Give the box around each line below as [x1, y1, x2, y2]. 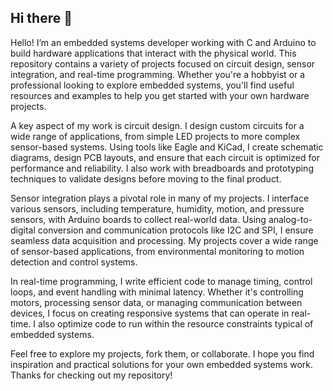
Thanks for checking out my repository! [10, 369, 173, 381]
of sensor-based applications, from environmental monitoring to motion [10, 245, 305, 257]
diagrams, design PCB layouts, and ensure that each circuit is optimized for [10, 151, 320, 163]
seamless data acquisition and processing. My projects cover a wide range [10, 234, 319, 246]
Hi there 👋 [10, 10, 73, 27]
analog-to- [268, 213, 313, 225]
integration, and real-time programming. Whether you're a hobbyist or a [10, 68, 306, 80]
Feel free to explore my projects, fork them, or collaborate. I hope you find [10, 347, 315, 360]
